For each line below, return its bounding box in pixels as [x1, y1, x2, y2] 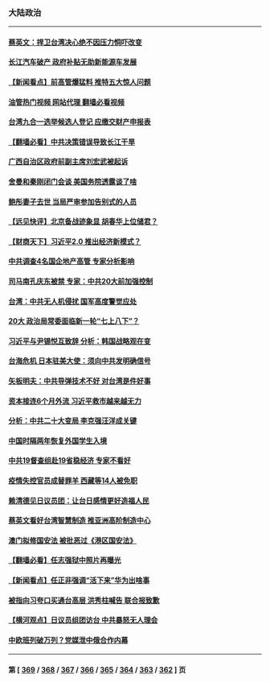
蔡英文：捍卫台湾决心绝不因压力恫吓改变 [8, 37, 142, 47]
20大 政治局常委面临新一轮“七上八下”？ [8, 316, 140, 326]
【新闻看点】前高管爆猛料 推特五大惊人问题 [8, 77, 151, 87]
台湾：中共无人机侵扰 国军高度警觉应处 [8, 296, 137, 306]
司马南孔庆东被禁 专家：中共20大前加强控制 [8, 276, 153, 287]
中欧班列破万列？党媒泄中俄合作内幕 [8, 634, 129, 645]
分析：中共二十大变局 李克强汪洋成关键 [8, 416, 137, 426]
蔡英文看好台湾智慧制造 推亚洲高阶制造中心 [8, 515, 151, 525]
